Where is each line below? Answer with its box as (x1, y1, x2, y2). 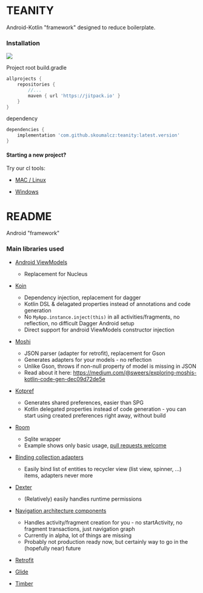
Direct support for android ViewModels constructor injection (24, 326, 175, 333)
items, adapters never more (24, 472, 93, 479)
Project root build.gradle (6, 64, 67, 72)
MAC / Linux (15, 177, 47, 184)
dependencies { (6, 127, 45, 133)
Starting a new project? (6, 151, 67, 158)
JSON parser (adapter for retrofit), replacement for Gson (24, 350, 165, 357)
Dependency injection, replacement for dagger (24, 294, 141, 301)
